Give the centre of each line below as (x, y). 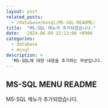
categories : (20, 39)
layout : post (22, 11)
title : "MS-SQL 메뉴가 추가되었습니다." (51, 28)
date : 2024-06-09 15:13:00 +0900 (49, 33)
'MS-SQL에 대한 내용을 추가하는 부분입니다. (57, 60)
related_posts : (25, 17)
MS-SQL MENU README (52, 84)
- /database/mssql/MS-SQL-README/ (53, 22)
